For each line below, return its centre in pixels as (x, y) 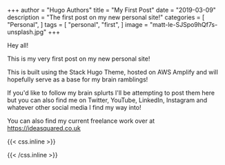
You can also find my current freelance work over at (81, 121)
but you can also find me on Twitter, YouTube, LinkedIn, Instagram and (107, 100)
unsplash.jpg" (27, 32)
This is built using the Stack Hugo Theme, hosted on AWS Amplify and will (113, 72)
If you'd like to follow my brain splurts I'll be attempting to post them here (111, 93)
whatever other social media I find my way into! (74, 107)
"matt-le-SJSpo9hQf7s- (184, 25)
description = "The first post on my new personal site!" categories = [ (106, 17)
